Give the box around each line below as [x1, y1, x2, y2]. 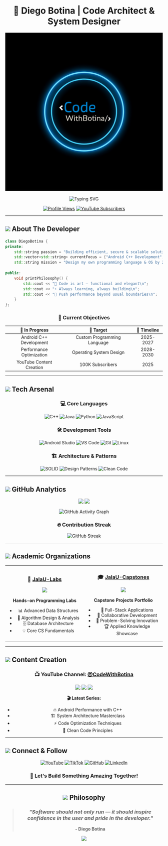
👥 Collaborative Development [97, 613, 157, 619]
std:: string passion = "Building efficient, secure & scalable [14, 249, 149, 255]
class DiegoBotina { [5, 238, 48, 244]
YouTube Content [16, 359, 52, 365]
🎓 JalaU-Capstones [97, 574, 149, 581]
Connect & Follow [11, 747, 67, 755]
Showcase [116, 631, 138, 637]
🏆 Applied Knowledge [104, 623, 150, 630]
